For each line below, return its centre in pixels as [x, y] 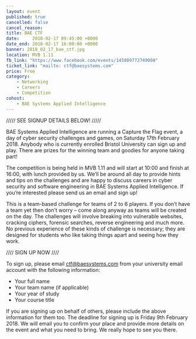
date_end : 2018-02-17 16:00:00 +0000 [52, 44]
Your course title [34, 300]
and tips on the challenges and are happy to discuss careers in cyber [89, 180]
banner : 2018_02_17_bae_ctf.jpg [45, 50]
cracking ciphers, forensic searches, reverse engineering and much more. [95, 222]
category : [18, 76]
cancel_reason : [25, 28]
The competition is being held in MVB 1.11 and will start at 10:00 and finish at [97, 167]
